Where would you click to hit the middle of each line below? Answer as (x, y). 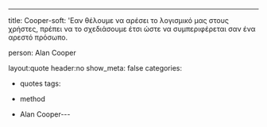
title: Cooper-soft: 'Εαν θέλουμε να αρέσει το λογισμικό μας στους (118, 20)
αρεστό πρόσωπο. (38, 37)
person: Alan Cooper (43, 53)
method (33, 99)
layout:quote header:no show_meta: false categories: (95, 68)
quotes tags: (40, 83)
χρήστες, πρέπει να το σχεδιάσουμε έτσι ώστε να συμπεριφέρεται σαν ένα (132, 29)
